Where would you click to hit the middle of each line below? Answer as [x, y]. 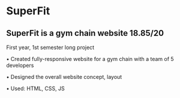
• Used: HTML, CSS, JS [35, 88]
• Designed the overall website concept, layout [64, 77]
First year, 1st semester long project [50, 47]
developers [20, 65]
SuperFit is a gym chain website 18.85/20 [85, 33]
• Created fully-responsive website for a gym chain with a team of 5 [90, 59]
